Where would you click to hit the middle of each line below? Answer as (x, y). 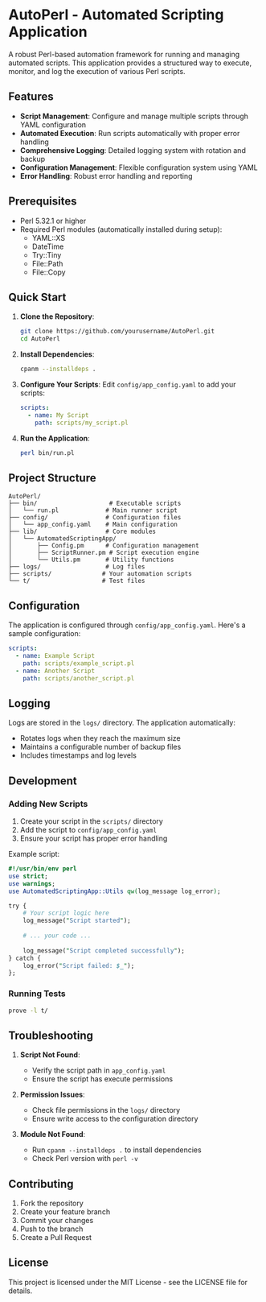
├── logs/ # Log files (77, 567)
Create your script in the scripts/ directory (91, 821)
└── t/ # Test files (77, 581)
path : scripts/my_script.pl (82, 423)
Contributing (41, 1184)
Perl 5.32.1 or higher (53, 221)
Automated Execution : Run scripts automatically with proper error (130, 133)
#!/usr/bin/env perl (43, 869)
